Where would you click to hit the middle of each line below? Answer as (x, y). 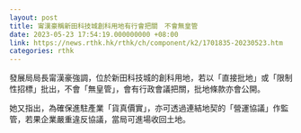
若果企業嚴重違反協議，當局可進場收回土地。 (107, 120)
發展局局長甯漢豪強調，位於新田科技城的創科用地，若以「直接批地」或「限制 (151, 78)
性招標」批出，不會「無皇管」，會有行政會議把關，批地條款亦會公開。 (137, 89)
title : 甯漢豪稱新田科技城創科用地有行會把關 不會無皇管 (104, 26)
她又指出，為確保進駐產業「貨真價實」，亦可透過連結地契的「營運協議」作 (145, 108)
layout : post (34, 18)
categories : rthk (42, 51)
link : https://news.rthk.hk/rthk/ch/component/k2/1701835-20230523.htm (146, 43)
